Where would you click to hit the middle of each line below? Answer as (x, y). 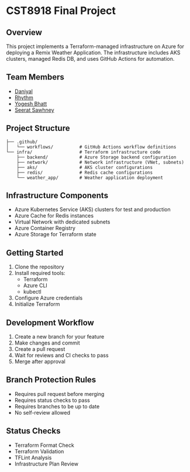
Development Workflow (50, 323)
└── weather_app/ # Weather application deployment (90, 178)
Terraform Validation (39, 451)
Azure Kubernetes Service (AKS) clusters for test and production (92, 209)
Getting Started (35, 253)
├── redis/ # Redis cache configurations (85, 173)
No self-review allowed (42, 412)
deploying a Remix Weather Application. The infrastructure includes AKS (93, 53)
